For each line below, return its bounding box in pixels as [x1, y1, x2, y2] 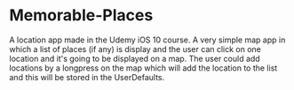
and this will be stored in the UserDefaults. [9, 71, 165, 82]
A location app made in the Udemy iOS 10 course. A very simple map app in [9, 34, 286, 45]
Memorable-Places [9, 5, 154, 26]
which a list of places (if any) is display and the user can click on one [9, 43, 262, 54]
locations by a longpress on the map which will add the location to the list [9, 63, 278, 73]
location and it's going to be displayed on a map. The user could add [9, 53, 260, 64]
